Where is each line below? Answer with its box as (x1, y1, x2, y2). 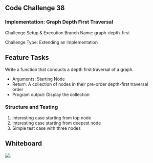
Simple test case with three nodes (12, 125, 81, 131)
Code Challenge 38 (5, 4, 65, 12)
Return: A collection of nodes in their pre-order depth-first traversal (12, 81, 148, 87)
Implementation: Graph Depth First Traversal (5, 19, 113, 25)
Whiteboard (5, 140, 43, 148)
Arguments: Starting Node (12, 76, 65, 82)
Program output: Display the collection (12, 92, 89, 97)
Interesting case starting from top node (12, 115, 91, 120)
